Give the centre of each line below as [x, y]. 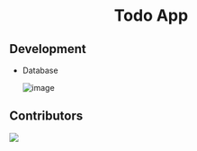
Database [40, 70]
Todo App [151, 16]
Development [48, 49]
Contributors [46, 116]
